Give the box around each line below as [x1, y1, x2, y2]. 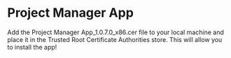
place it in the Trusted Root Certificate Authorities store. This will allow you [7, 35, 223, 43]
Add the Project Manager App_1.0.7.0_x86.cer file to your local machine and [7, 28, 224, 36]
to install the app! [7, 43, 57, 51]
